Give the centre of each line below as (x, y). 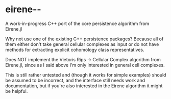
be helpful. (17, 91)
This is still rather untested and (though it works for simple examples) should (86, 75)
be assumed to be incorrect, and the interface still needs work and (75, 80)
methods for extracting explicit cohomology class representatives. (75, 49)
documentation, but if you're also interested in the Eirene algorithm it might (84, 86)
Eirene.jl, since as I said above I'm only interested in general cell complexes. (85, 65)
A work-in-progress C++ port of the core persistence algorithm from (77, 23)
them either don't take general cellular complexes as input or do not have (82, 44)
